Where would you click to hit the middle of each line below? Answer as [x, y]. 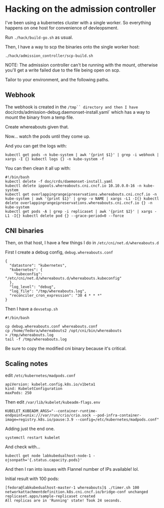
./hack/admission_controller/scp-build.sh [49, 56]
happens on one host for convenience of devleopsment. [62, 27]
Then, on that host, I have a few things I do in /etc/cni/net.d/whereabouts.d [82, 242]
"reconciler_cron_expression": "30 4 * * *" [56, 295]
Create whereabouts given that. [37, 127]
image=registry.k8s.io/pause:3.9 [39, 420]
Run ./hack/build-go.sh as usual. [39, 37]
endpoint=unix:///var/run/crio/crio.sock [48, 415]
